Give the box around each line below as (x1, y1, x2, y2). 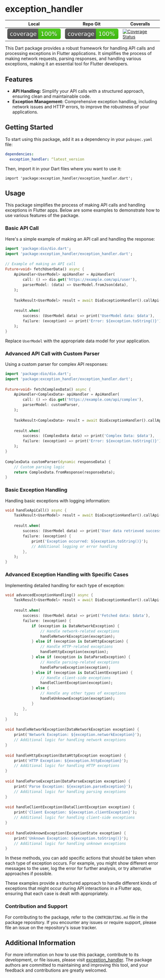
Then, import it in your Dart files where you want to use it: (5, 165, 122, 171)
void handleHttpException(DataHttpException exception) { (5, 753, 126, 758)
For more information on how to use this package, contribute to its (5, 951, 139, 958)
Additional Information (5, 939, 76, 947)
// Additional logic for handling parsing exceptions (14, 789, 126, 794)
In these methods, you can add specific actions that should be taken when (5, 855, 156, 861)
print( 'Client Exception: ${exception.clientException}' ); (14, 810, 137, 815)
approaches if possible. (5, 870, 53, 877)
